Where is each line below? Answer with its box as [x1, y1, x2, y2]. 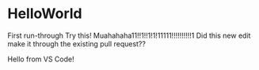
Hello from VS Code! [7, 54, 74, 64]
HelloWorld [7, 5, 82, 23]
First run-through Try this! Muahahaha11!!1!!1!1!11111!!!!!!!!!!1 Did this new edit [7, 31, 251, 40]
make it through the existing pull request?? [7, 39, 146, 48]
